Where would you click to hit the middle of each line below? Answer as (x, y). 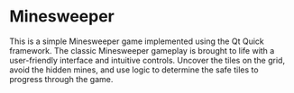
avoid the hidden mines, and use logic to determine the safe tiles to (134, 70)
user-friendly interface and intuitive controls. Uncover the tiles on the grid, (147, 60)
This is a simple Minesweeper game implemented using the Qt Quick (137, 41)
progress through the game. (61, 79)
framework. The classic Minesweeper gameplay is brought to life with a (142, 50)
